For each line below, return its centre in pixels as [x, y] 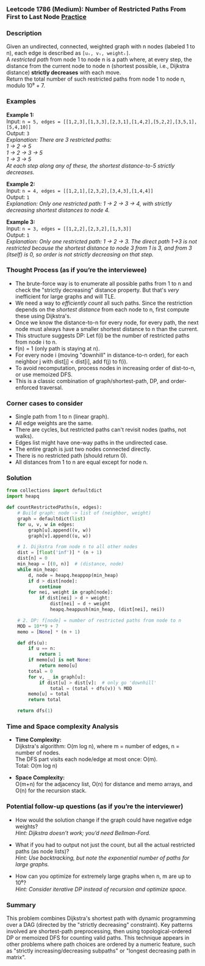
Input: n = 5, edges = [34, 121]
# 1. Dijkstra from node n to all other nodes [77, 547]
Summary [21, 905]
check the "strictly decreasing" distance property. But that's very [97, 290]
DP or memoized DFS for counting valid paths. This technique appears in [98, 937]
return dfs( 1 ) [35, 711]
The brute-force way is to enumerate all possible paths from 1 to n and [103, 283]
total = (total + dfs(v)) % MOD [91, 688]
